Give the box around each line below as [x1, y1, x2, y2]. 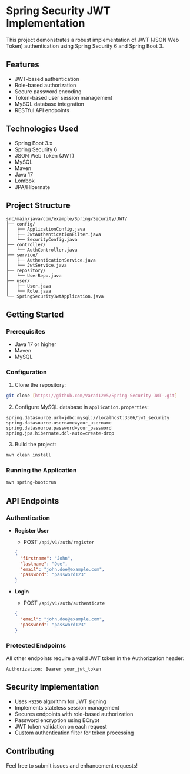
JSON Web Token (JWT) [14, 152, 75, 159]
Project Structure [6, 200, 71, 210]
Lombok [14, 177, 35, 184]
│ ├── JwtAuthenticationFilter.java [6, 231, 101, 237]
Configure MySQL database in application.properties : [14, 403, 149, 411]
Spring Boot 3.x [14, 139, 53, 146]
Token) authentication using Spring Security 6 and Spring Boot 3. [6, 43, 164, 50]
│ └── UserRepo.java [6, 273, 62, 279]
